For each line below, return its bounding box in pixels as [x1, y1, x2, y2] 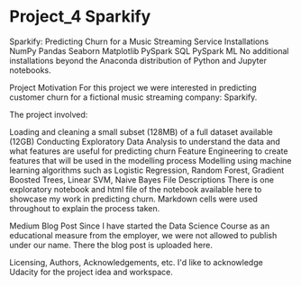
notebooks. [9, 65, 51, 76]
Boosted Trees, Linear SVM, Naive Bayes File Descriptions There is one [9, 174, 275, 185]
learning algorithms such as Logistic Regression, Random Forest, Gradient [9, 165, 285, 175]
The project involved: [9, 109, 88, 120]
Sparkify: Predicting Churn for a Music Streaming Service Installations [9, 36, 269, 47]
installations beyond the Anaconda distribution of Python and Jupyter [9, 55, 268, 66]
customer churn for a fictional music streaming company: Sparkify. [9, 92, 258, 103]
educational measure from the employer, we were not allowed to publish [9, 229, 278, 240]
